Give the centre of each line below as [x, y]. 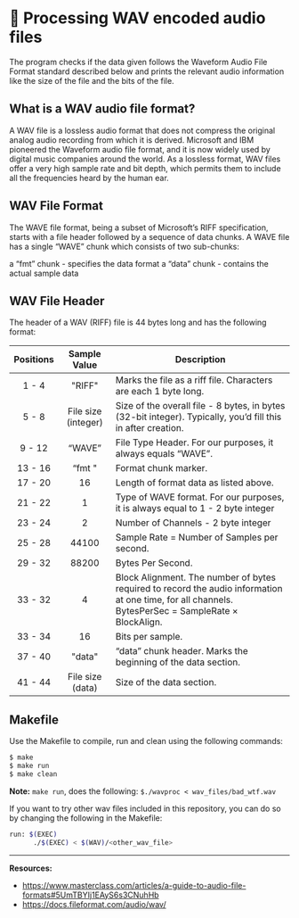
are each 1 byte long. [160, 392]
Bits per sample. [149, 637]
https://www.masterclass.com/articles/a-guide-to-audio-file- [134, 885]
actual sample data [44, 273]
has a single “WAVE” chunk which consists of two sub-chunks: [125, 246]
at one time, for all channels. [174, 600]
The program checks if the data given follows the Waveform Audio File [138, 62]
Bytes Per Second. [154, 563]
